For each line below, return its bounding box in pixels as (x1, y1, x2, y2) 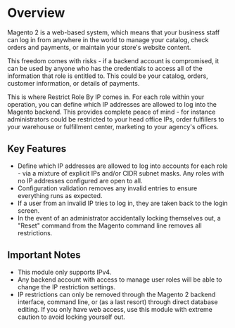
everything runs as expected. (17, 191, 103, 199)
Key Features (7, 143, 67, 155)
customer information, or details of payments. (7, 79, 140, 87)
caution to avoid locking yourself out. (17, 313, 125, 321)
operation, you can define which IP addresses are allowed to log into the (7, 100, 217, 108)
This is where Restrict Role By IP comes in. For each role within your (7, 93, 205, 101)
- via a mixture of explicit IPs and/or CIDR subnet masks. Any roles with (17, 169, 224, 177)
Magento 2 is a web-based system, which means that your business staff (7, 28, 220, 37)
